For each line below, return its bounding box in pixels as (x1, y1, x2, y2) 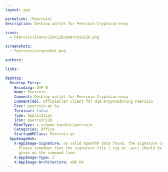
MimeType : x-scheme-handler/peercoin (14, 122, 93, 127)
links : (5, 66, 19, 72)
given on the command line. (18, 150, 77, 155)
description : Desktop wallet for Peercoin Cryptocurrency (5, 21, 128, 26)
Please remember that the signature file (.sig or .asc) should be (18, 145, 162, 150)
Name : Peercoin (14, 90, 46, 95)
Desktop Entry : (9, 80, 41, 85)
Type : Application (14, 113, 52, 118)
